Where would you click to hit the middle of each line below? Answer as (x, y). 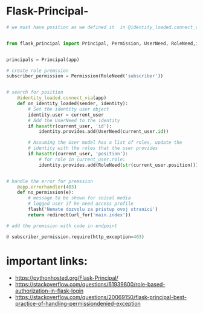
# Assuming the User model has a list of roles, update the (105, 143)
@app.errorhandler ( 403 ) (47, 187)
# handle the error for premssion (50, 181)
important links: (47, 261)
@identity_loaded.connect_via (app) (62, 98)
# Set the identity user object (69, 109)
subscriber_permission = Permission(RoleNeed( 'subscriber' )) (85, 76)
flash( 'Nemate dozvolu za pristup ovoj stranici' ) (93, 210)
